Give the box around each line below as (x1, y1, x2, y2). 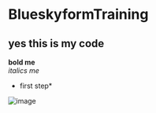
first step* (19, 81, 53, 90)
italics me (8, 66, 39, 75)
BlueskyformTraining (8, 5, 149, 24)
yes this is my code (8, 37, 105, 50)
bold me (8, 57, 35, 67)
